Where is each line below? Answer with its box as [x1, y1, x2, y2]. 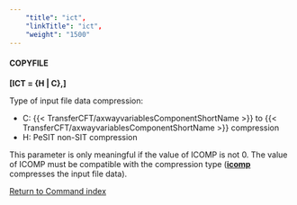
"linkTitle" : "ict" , [25, 22, 103, 31]
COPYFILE [9, 58, 49, 68]
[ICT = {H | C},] [9, 77, 67, 88]
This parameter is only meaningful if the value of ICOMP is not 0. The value [9, 149, 288, 160]
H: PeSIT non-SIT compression [22, 131, 138, 142]
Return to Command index [9, 185, 106, 196]
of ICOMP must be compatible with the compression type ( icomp [9, 158, 251, 169]
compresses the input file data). [9, 168, 128, 179]
